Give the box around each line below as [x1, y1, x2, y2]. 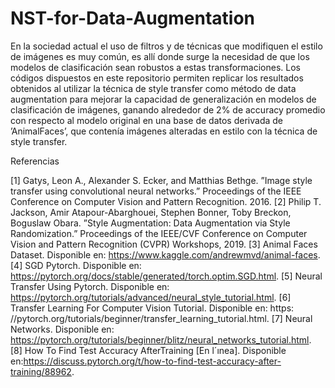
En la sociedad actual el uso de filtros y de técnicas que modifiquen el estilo [10, 40, 323, 52]
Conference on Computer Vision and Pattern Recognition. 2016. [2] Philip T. [10, 195, 322, 207]
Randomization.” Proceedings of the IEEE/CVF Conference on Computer [10, 227, 308, 239]
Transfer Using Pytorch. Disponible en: [10, 280, 170, 292]
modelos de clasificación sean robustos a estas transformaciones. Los [10, 61, 301, 73]
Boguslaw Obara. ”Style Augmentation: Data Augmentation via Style [10, 217, 291, 229]
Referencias [10, 155, 60, 167]
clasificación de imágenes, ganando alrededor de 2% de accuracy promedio [10, 103, 326, 116]
